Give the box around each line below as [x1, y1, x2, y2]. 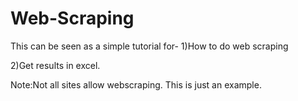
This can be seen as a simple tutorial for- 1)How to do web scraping [10, 40, 289, 52]
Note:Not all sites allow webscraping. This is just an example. [10, 78, 262, 91]
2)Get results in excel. [10, 59, 101, 71]
